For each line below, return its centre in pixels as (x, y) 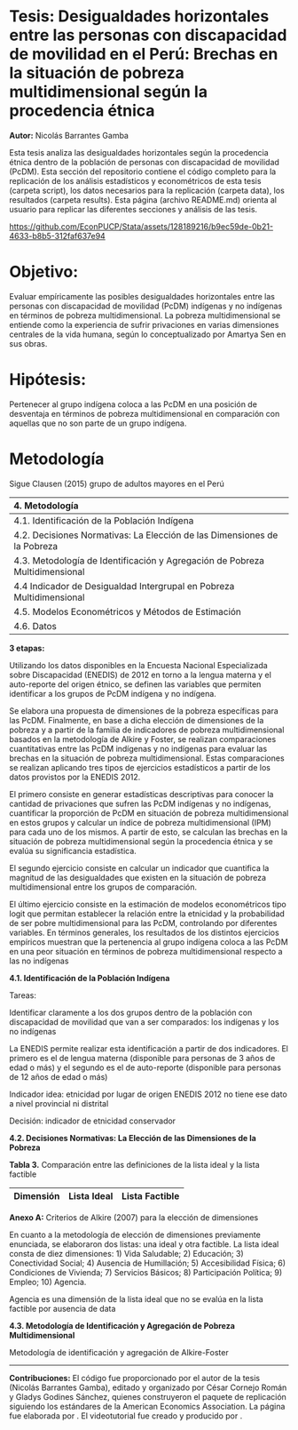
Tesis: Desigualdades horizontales (139, 16)
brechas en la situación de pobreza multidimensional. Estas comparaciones (147, 758)
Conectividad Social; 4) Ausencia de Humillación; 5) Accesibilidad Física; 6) (148, 1263)
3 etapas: (27, 648)
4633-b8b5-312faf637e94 (58, 236)
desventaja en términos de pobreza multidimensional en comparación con (145, 413)
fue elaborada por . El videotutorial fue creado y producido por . (126, 1416)
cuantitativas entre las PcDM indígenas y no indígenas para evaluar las (138, 748)
